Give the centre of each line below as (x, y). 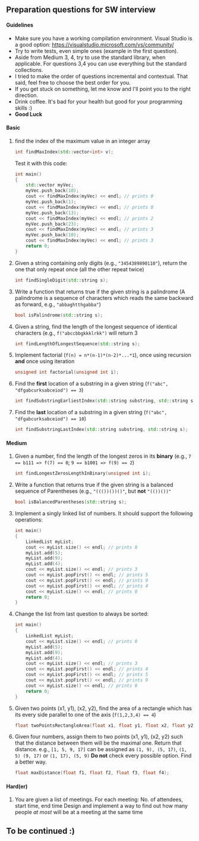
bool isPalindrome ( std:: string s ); (59, 315)
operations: (29, 520)
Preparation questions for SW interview (81, 10)
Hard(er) (17, 786)
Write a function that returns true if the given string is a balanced (94, 485)
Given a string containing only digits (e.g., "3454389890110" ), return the (101, 263)
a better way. (31, 762)
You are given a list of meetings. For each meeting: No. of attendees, (99, 799)
